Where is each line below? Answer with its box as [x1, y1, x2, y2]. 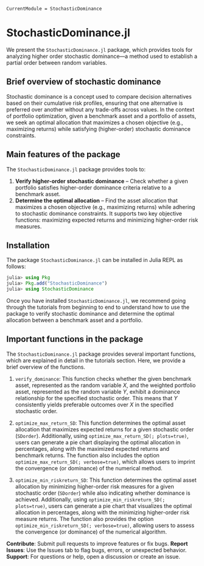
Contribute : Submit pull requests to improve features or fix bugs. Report [6, 540, 188, 547]
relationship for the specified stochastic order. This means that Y [15, 394, 178, 402]
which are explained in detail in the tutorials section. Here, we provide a [6, 356, 186, 364]
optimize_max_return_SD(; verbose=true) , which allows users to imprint [15, 458, 195, 465]
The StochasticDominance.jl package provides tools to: [6, 165, 146, 173]
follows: [6, 263, 26, 271]
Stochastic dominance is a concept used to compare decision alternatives [6, 93, 192, 100]
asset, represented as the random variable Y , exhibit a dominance [15, 387, 181, 395]
